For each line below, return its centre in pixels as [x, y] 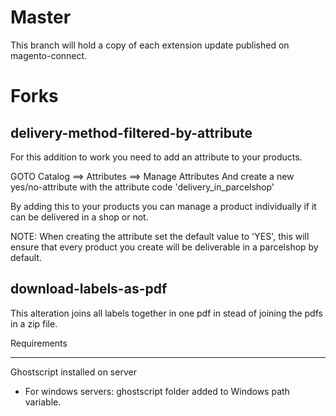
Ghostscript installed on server [73, 372]
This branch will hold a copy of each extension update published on [150, 45]
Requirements [39, 343]
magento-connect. [49, 55]
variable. [43, 402]
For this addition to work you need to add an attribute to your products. [156, 157]
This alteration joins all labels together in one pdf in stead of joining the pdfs [166, 313]
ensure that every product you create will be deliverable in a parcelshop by [164, 247]
